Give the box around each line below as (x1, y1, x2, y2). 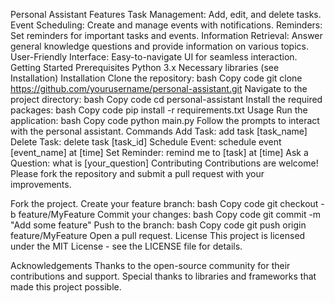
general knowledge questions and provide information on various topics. (10, 40, 309, 52)
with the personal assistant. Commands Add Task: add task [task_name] (10, 125, 308, 137)
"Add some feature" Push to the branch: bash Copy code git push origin (10, 219, 307, 231)
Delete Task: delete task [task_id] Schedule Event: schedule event (10, 136, 282, 148)
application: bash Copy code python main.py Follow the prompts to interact (10, 115, 320, 126)
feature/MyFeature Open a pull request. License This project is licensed (10, 230, 306, 241)
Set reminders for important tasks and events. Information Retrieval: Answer (10, 30, 323, 41)
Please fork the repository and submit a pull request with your (10, 168, 265, 179)
